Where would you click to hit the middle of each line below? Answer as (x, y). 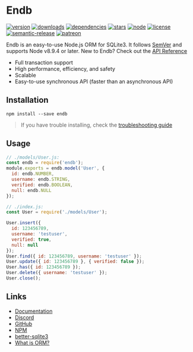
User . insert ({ (24, 223)
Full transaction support (44, 62)
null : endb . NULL (31, 190)
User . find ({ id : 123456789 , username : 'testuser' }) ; (74, 256)
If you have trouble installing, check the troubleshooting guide (96, 125)
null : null (25, 245)
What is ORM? (32, 342)
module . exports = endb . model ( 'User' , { (56, 168)
